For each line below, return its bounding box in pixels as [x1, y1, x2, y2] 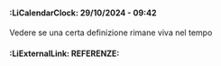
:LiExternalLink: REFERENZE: [9, 48, 120, 59]
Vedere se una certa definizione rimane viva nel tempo [9, 27, 213, 38]
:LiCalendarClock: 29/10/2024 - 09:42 [9, 7, 157, 18]
